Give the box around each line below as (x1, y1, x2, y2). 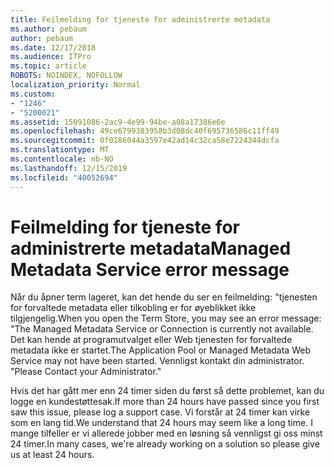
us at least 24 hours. (10, 449, 95, 461)
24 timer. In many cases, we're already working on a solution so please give (10, 438, 320, 450)
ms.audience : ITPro (10, 52, 92, 62)
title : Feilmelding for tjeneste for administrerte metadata (10, 14, 271, 25)
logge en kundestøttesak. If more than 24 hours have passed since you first (10, 396, 320, 408)
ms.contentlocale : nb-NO (10, 154, 114, 164)
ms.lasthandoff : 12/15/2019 (10, 163, 128, 173)
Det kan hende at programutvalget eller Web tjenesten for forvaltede (10, 334, 293, 346)
